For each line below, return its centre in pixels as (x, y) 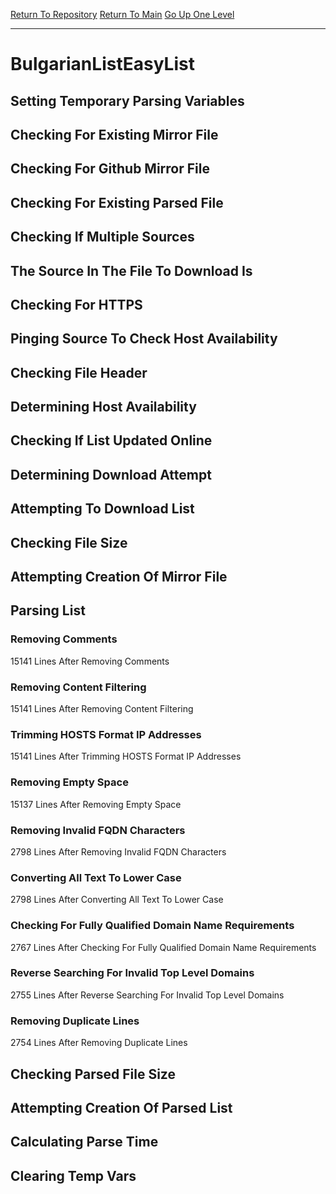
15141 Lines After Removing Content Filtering (102, 709)
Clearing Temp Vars (73, 1175)
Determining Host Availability (103, 407)
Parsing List (48, 610)
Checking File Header (79, 372)
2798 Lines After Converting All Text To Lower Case (117, 900)
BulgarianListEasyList (102, 64)
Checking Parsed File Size (93, 1074)
